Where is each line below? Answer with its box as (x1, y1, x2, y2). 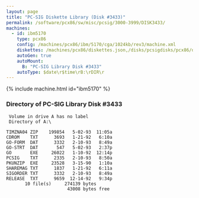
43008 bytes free (67, 186, 110, 192)
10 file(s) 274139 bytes (24, 181, 97, 187)
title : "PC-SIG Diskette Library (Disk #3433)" (6, 14, 126, 20)
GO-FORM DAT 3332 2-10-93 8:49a (6, 139, 113, 145)
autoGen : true (17, 53, 52, 59)
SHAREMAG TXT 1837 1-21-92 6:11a (6, 165, 113, 171)
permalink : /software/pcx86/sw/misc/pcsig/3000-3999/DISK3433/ (6, 20, 166, 25)
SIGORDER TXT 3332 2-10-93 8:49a (6, 170, 113, 176)
